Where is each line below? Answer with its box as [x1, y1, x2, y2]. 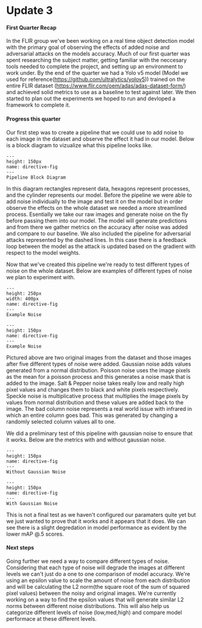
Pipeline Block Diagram [6, 174, 66, 180]
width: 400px [6, 296, 39, 302]
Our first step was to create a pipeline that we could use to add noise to [6, 128, 184, 136]
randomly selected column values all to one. [6, 417, 116, 425]
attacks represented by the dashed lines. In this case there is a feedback [6, 236, 187, 243]
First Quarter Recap [6, 24, 57, 31]
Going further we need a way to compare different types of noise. [6, 557, 169, 565]
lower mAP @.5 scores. [6, 530, 65, 538]
